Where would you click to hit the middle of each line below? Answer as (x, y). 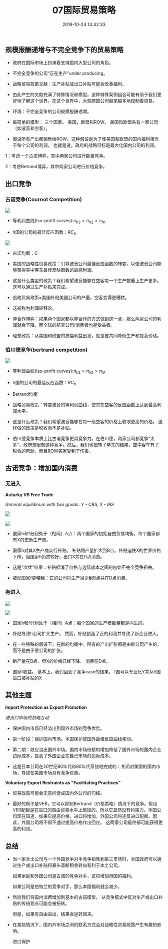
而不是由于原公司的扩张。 (39, 650)
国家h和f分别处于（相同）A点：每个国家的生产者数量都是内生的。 (79, 623)
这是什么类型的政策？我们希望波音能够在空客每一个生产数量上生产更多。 (87, 280)
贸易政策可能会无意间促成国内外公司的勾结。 (58, 793)
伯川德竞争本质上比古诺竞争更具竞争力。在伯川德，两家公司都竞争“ (81, 438)
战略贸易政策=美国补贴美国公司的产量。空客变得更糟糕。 (71, 297)
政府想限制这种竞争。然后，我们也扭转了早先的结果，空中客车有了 (91, 444)
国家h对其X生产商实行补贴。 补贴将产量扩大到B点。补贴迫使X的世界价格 (87, 550)
